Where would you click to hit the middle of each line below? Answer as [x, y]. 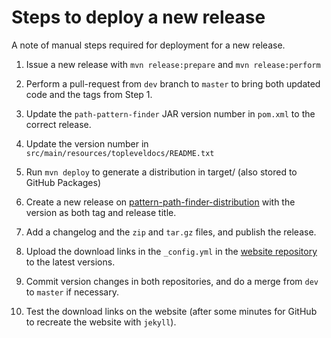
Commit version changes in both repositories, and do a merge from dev [172, 281]
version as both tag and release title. [101, 212]
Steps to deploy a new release [138, 17]
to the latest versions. [70, 262]
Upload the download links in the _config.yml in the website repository [171, 251]
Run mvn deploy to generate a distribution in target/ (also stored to [161, 172]
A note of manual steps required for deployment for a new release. [148, 45]
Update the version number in [87, 143]
